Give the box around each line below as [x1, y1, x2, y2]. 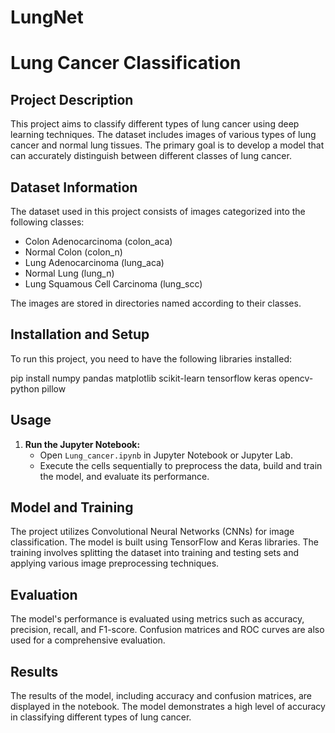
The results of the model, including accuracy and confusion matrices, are [10, 690, 312, 702]
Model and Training [10, 499, 134, 516]
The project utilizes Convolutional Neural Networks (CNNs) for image [10, 526, 295, 538]
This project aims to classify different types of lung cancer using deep [10, 118, 300, 130]
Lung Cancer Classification [10, 52, 242, 75]
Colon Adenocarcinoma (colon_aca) [24, 236, 173, 247]
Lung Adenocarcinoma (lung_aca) [24, 257, 165, 268]
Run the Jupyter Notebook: [24, 438, 141, 450]
